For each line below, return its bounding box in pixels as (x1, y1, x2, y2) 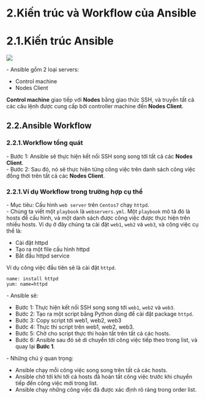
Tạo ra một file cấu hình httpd (15, 245, 90, 253)
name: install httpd (6, 276, 59, 282)
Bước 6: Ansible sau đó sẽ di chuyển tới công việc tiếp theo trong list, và (15, 337, 198, 344)
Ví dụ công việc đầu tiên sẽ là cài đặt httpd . (6, 264, 116, 272)
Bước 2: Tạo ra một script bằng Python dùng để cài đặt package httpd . (15, 310, 194, 318)
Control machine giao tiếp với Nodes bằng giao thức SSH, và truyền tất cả (6, 96, 195, 103)
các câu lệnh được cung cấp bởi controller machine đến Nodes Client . (6, 103, 184, 110)
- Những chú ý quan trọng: (6, 355, 73, 362)
